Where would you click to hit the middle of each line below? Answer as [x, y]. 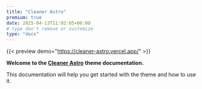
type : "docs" [23, 34]
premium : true [24, 17]
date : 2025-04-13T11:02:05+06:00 [49, 23]
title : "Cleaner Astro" [36, 12]
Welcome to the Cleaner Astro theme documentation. [75, 63]
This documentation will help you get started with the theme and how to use [101, 75]
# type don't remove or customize [50, 29]
